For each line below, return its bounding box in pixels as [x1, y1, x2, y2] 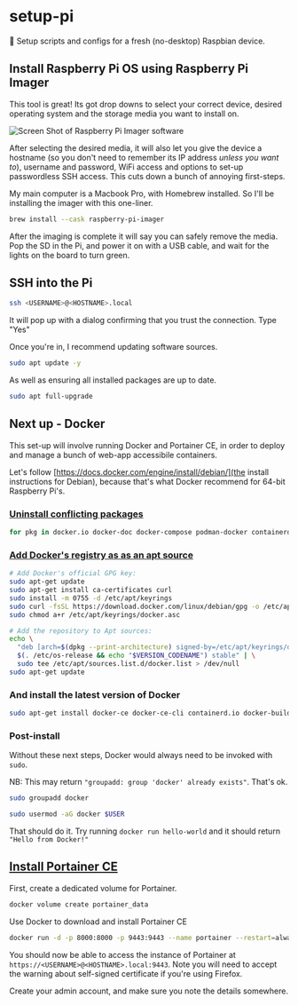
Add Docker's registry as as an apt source [9, 549, 193, 561]
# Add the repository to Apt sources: [9, 626, 153, 636]
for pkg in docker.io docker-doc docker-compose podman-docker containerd [9, 528, 292, 537]
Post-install [9, 730, 60, 742]
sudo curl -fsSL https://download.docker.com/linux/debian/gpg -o [9, 602, 260, 611]
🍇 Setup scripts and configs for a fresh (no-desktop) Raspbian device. [9, 36, 266, 46]
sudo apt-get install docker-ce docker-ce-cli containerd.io [9, 708, 240, 718]
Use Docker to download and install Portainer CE [9, 916, 188, 927]
